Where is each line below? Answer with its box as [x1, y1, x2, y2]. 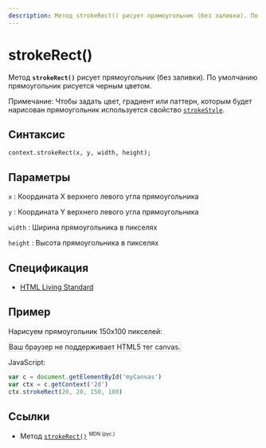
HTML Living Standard [19, 282, 94, 292]
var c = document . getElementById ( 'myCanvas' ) [8, 372, 162, 381]
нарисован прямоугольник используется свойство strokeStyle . [8, 104, 225, 114]
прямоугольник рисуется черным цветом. [8, 81, 152, 90]
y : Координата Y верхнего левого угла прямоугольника [8, 207, 199, 217]
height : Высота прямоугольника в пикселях [8, 238, 159, 248]
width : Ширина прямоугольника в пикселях [8, 222, 158, 232]
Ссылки [8, 410, 50, 423]
